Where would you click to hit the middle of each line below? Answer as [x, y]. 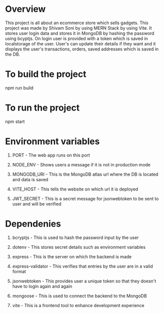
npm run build [19, 88]
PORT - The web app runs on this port [51, 155]
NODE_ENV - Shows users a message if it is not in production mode [81, 164]
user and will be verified [37, 204]
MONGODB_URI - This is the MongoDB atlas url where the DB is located [85, 174]
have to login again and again [42, 286]
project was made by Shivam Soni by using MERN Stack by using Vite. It [79, 28]
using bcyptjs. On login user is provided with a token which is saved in [77, 39]
